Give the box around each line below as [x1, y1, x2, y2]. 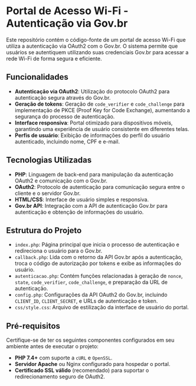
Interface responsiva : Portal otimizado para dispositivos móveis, [14, 119, 173, 126]
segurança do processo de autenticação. [14, 113, 115, 120]
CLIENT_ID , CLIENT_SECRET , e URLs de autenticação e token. [14, 297, 158, 305]
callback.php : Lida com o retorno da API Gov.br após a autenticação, [14, 254, 183, 261]
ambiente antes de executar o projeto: [6, 343, 99, 350]
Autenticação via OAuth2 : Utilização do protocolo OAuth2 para [14, 87, 170, 95]
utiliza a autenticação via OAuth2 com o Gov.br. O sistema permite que [6, 42, 178, 50]
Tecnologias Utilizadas [6, 155, 92, 165]
